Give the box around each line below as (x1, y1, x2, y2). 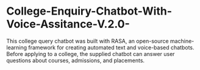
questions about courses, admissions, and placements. (6, 57, 145, 64)
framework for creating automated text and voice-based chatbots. (28, 44, 195, 51)
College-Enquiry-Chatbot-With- (6, 4, 173, 18)
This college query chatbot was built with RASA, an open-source (6, 37, 169, 44)
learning (6, 44, 27, 51)
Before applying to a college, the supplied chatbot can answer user (6, 50, 175, 57)
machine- (170, 37, 195, 44)
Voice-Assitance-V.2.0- (6, 17, 130, 31)
